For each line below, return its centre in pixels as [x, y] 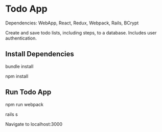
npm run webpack [24, 104]
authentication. [21, 38]
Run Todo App [28, 92]
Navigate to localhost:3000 [34, 124]
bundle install [19, 66]
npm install [17, 76]
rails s [11, 114]
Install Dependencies [40, 54]
